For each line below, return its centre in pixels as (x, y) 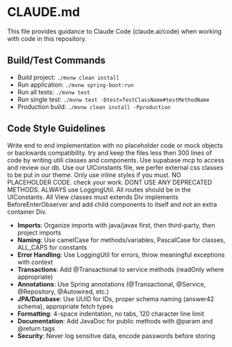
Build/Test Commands (57, 61)
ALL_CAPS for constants (52, 247)
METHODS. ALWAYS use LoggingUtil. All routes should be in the (99, 189)
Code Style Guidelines (56, 129)
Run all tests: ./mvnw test (53, 92)
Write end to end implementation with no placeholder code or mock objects (115, 145)
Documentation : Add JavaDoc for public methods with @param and (115, 321)
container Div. (27, 212)
